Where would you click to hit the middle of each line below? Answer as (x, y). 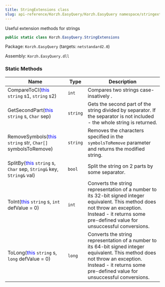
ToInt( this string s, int (34, 201)
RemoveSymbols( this (32, 137)
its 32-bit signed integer (116, 196)
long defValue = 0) (29, 258)
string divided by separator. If (122, 110)
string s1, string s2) (32, 96)
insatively (99, 96)
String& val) (21, 175)
